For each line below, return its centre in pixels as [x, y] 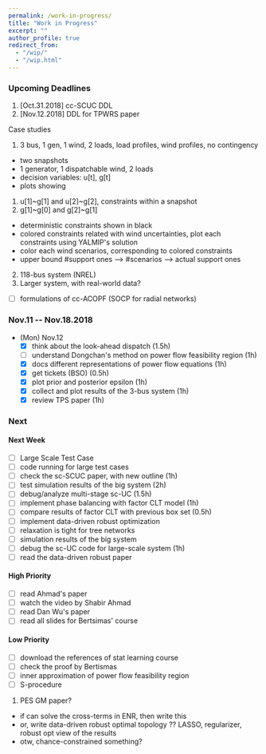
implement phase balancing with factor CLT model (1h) [109, 503]
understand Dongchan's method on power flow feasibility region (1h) [144, 355]
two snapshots [44, 161]
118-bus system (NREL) [58, 275]
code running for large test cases [74, 467]
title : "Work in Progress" [53, 23]
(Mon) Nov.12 [41, 337]
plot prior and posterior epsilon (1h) [90, 382]
